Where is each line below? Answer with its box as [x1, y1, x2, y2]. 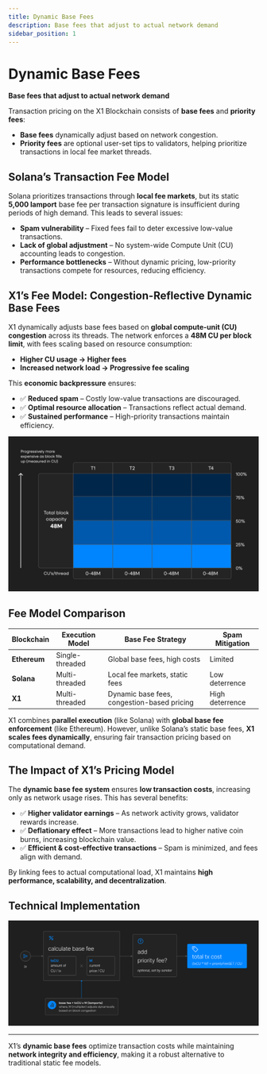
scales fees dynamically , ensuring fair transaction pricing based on [8, 732, 231, 742]
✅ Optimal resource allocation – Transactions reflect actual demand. [19, 402, 247, 412]
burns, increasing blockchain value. [19, 835, 137, 844]
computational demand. [8, 740, 86, 750]
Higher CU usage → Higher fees [19, 354, 127, 364]
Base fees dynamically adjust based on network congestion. [19, 130, 219, 140]
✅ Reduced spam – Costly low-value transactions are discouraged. [19, 393, 241, 403]
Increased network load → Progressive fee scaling [19, 362, 190, 373]
